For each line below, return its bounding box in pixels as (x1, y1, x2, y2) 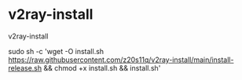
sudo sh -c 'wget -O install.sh (8, 46, 104, 56)
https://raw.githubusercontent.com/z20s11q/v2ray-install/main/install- (8, 55, 234, 64)
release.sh (8, 63, 42, 72)
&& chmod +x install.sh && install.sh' (42, 63, 161, 72)
